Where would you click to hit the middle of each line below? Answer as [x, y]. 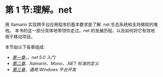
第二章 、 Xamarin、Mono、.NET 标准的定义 [55, 63]
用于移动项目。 [20, 37]
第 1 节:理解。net [39, 10]
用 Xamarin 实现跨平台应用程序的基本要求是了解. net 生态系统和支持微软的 [79, 24]
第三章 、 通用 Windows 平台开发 [44, 69]
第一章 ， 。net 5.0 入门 [34, 57]
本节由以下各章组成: [25, 47]
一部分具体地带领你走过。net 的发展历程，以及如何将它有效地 [93, 30]
